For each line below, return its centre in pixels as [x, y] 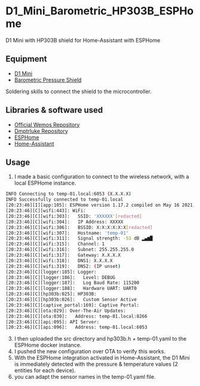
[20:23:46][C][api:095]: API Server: [53, 322]
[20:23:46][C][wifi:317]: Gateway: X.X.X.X [63, 255]
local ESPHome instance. [45, 183]
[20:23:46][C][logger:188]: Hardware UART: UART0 [71, 289]
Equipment [26, 59]
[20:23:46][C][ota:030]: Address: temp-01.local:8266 [76, 316]
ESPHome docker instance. [48, 345]
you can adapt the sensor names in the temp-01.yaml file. [85, 377]
